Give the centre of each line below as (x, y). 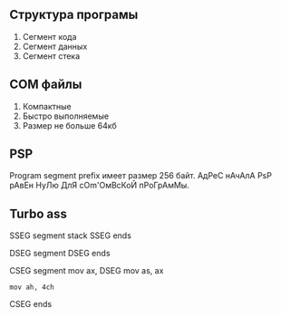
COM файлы (46, 85)
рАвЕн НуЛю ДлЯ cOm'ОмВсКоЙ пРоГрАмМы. (100, 186)
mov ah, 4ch (32, 288)
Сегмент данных (55, 46)
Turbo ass (39, 213)
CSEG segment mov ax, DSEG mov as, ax (87, 271)
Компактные (47, 106)
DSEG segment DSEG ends (60, 254)
